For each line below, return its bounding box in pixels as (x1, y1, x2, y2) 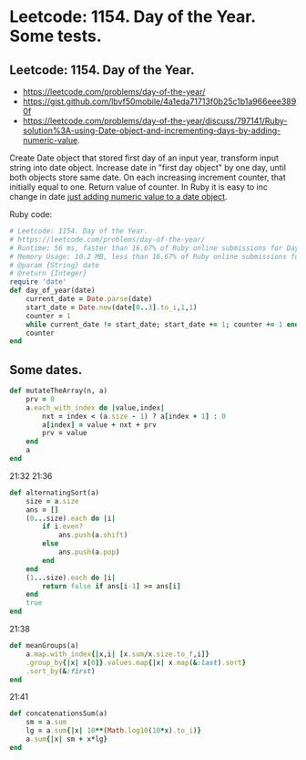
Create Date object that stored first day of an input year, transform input (9, 152, 280, 163)
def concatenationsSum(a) (9, 709, 107, 718)
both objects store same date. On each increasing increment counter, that (9, 172, 287, 182)
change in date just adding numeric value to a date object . (9, 192, 228, 202)
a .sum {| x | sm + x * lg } (25, 734, 107, 744)
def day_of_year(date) (9, 286, 96, 296)
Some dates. (9, 362, 83, 378)
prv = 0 (25, 394, 55, 403)
